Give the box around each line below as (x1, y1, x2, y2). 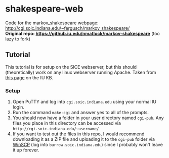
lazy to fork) (5, 36, 31, 42)
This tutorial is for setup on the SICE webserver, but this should (5, 64, 137, 70)
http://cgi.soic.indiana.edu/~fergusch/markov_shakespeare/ (5, 25, 130, 31)
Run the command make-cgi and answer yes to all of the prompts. (12, 110, 149, 116)
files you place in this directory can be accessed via (12, 120, 121, 126)
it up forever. (12, 147, 39, 153)
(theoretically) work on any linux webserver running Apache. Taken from (5, 69, 156, 75)
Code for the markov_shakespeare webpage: (5, 20, 99, 26)
